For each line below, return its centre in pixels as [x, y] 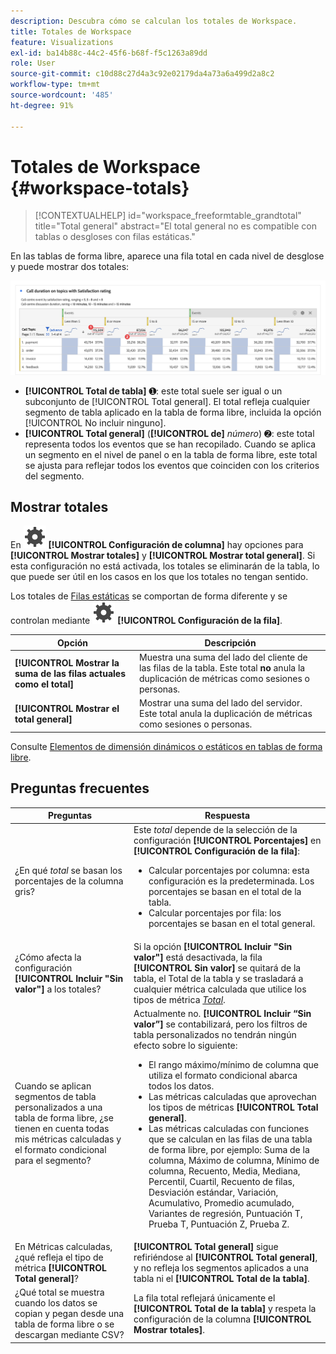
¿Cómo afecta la [48, 957]
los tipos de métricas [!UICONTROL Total [233, 1107]
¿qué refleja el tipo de [59, 1257]
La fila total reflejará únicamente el [204, 1297]
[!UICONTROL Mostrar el [67, 708]
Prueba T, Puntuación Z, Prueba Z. [219, 1224]
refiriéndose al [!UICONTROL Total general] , [225, 1257]
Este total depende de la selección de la [215, 830]
